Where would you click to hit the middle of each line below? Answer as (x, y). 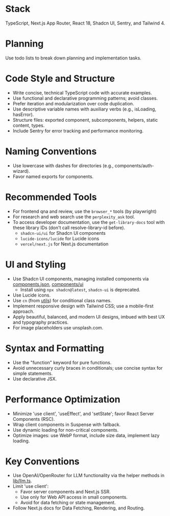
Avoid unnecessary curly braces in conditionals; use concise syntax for (88, 368)
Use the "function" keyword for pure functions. (62, 362)
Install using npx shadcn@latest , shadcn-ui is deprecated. (80, 289)
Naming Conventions (51, 151)
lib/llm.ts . (22, 481)
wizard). (21, 171)
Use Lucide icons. (32, 295)
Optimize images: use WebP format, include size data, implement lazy (86, 435)
